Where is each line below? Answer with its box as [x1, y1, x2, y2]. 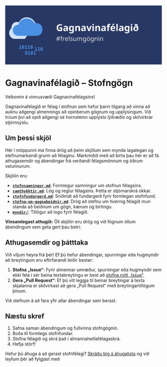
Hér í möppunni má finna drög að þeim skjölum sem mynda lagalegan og [5, 147, 154, 153]
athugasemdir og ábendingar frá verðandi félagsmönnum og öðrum [5, 158, 143, 164]
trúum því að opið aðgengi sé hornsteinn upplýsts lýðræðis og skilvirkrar [5, 114, 153, 120]
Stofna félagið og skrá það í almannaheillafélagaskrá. [12, 336, 121, 342]
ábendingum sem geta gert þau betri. [5, 224, 82, 230]
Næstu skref [5, 312, 45, 320]
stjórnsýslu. [5, 119, 29, 125]
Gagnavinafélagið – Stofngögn [5, 77, 133, 89]
